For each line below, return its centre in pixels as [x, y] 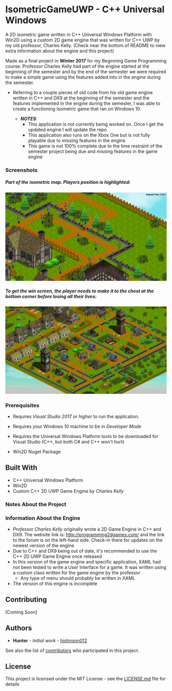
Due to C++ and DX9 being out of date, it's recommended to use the [85, 551]
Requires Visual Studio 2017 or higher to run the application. [76, 416]
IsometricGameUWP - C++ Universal [85, 9]
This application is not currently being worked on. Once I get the [96, 124]
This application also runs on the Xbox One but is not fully [89, 135]
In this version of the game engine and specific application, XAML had [87, 561]
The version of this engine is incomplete [55, 583]
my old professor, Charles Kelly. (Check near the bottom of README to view [85, 45]
